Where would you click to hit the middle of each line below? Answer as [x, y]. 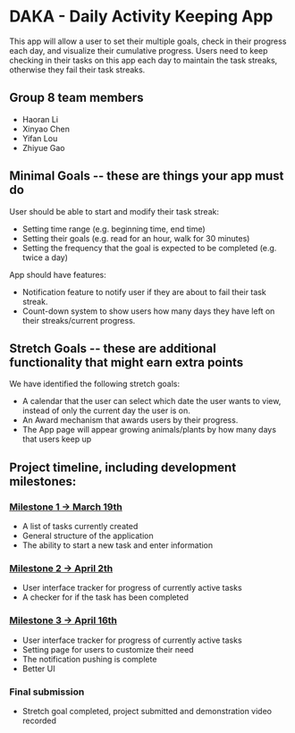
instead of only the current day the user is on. [106, 411]
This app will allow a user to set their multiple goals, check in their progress [148, 41]
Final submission [47, 692]
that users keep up [57, 439]
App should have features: [58, 274]
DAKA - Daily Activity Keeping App [141, 17]
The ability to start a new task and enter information [118, 545]
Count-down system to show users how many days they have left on [148, 311]
